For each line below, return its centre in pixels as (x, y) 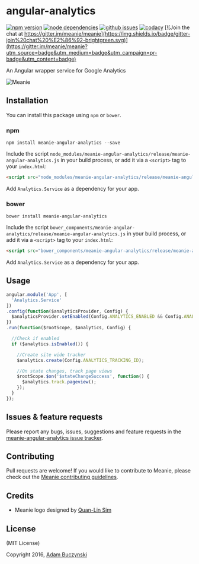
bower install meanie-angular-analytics (57, 216)
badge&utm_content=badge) (41, 59)
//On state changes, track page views (65, 371)
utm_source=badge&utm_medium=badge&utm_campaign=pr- (82, 52)
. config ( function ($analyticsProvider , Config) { (67, 311)
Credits (20, 495)
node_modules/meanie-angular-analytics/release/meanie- (121, 155)
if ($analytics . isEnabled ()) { (50, 344)
